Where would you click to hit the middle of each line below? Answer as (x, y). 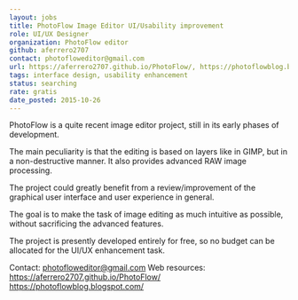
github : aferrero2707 (49, 51)
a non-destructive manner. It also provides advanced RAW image (128, 162)
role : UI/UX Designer (49, 34)
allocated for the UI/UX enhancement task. (87, 250)
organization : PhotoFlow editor (69, 42)
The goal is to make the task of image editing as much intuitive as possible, (146, 215)
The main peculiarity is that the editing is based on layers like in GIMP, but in (149, 152)
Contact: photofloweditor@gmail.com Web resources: (107, 268)
